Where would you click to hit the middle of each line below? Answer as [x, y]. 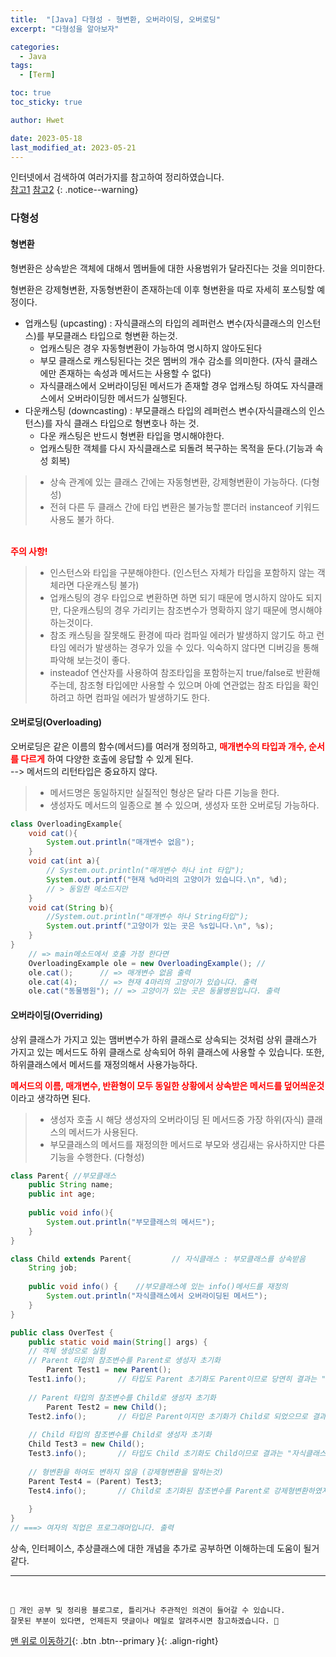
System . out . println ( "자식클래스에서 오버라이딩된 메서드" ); [157, 1296]
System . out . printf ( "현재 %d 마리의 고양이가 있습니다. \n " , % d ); [167, 879]
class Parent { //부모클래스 [63, 1176]
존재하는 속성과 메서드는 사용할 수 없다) [135, 373]
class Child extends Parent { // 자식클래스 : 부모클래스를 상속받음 [158, 1259]
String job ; [53, 1268]
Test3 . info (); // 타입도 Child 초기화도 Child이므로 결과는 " [160, 1454]
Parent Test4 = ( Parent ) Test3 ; [95, 1481]
